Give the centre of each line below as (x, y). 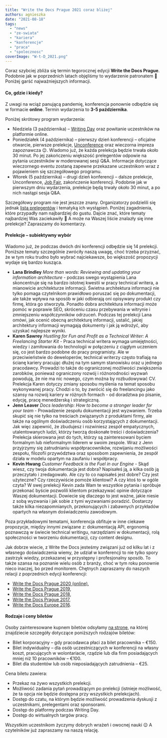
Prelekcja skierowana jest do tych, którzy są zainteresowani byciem (82, 437)
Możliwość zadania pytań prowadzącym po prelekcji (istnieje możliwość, (87, 688)
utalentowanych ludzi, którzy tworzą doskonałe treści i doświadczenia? (85, 432)
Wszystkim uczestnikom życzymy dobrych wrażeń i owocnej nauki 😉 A (79, 724)
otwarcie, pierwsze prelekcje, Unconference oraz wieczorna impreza (83, 145)
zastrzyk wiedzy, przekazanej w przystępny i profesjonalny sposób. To (78, 558)
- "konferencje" (26, 43)
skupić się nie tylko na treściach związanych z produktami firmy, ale (82, 416)
